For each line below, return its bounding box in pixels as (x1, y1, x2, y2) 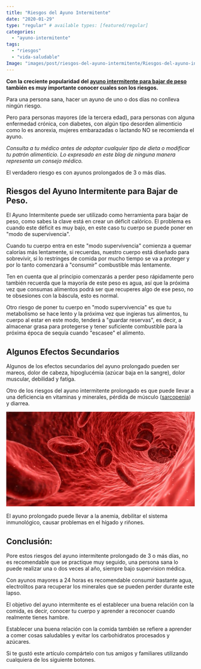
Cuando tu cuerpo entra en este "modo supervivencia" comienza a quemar (6, 242, 191, 249)
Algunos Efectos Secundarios (6, 347, 120, 357)
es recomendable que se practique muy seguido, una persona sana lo (6, 559, 178, 566)
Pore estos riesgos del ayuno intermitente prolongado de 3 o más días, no (6, 552, 188, 560)
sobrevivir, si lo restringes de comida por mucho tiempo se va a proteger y (6, 255, 190, 262)
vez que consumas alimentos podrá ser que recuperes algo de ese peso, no (6, 286, 194, 293)
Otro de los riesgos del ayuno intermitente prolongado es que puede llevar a (6, 387, 194, 395)
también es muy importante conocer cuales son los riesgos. (6, 84, 159, 91)
